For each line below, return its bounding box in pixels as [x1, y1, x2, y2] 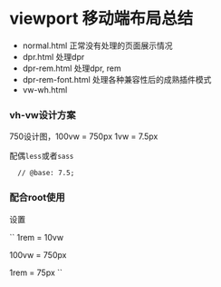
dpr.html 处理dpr [22, 51, 85, 62]
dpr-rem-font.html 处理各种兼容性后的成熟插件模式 [22, 74, 212, 84]
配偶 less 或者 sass [9, 151, 74, 162]
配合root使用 [9, 192, 65, 204]
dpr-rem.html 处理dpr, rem [22, 63, 122, 74]
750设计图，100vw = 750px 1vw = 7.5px [9, 131, 159, 142]
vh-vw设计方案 [9, 108, 76, 121]
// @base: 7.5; [17, 169, 75, 178]
